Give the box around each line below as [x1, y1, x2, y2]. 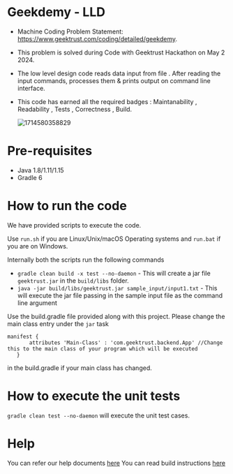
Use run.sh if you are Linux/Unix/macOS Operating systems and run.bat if [7, 235, 221, 243]
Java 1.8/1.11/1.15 [17, 165, 64, 175]
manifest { [7, 333, 39, 340]
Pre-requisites [7, 143, 93, 159]
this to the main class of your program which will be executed [7, 345, 198, 353]
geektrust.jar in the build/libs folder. [17, 276, 129, 285]
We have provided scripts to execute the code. [7, 221, 142, 229]
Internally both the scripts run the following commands [7, 255, 165, 264]
